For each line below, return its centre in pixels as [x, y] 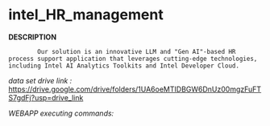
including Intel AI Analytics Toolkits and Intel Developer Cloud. [124, 66]
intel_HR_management [86, 15]
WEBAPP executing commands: [61, 113]
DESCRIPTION [33, 37]
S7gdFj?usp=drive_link [46, 97]
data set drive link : [40, 80]
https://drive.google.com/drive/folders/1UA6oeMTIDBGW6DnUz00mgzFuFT [135, 89]
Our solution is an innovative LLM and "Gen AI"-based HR [137, 51]
